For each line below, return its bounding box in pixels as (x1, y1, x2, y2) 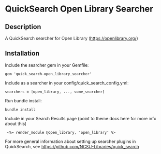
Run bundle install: (5, 98, 42, 103)
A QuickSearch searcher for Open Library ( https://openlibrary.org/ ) (5, 35, 139, 41)
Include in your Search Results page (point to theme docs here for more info (5, 115, 157, 121)
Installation (5, 49, 40, 57)
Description (5, 23, 41, 31)
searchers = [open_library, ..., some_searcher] (5, 89, 105, 94)
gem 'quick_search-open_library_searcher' (5, 71, 92, 76)
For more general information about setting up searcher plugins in (5, 139, 136, 144)
